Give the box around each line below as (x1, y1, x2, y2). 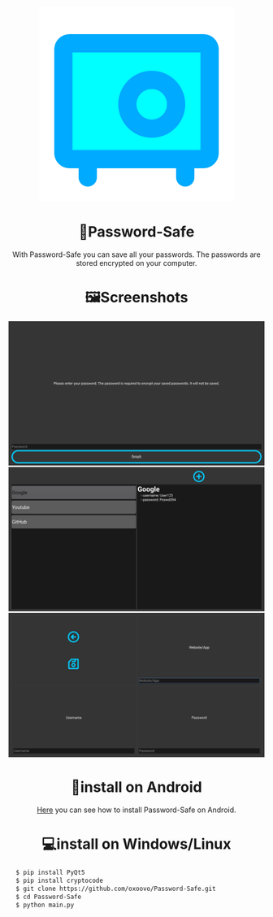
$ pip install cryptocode (15, 876, 104, 884)
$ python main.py (15, 901, 75, 909)
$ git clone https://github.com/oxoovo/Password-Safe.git (15, 884, 217, 893)
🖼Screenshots (84, 289, 188, 306)
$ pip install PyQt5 (15, 868, 85, 876)
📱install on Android (71, 778, 202, 797)
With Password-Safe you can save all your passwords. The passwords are (11, 250, 262, 259)
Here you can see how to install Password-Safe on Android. (36, 805, 237, 815)
